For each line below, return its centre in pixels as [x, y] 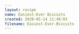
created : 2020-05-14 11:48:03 [36, 19]
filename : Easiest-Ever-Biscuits [39, 24]
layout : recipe [20, 10]
